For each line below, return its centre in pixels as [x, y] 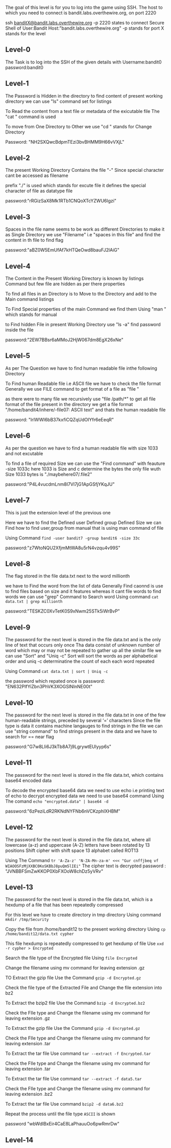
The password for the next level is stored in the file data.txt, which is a [79, 899]
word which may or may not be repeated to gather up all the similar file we [83, 650]
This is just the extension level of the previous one [58, 512]
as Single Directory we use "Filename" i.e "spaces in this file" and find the [83, 235]
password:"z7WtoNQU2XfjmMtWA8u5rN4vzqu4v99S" [63, 548]
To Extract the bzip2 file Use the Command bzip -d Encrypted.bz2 [75, 1003]
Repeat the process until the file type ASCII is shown [60, 1114]
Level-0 [18, 50]
